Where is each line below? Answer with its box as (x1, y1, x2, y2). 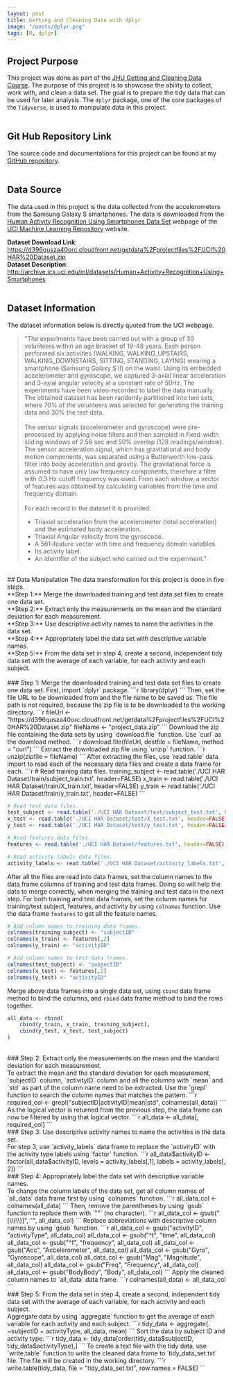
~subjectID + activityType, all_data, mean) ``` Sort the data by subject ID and (7, 1327, 225, 1335)
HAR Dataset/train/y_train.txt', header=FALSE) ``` (7, 789, 146, 797)
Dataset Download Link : (7, 237, 78, 246)
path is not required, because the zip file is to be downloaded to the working (7, 701, 225, 709)
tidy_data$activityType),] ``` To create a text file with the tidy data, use (7, 1342, 207, 1350)
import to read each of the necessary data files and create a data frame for (7, 760, 221, 768)
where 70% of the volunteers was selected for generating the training (24, 401, 223, 409)
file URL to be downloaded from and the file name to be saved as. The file (7, 693, 218, 701)
